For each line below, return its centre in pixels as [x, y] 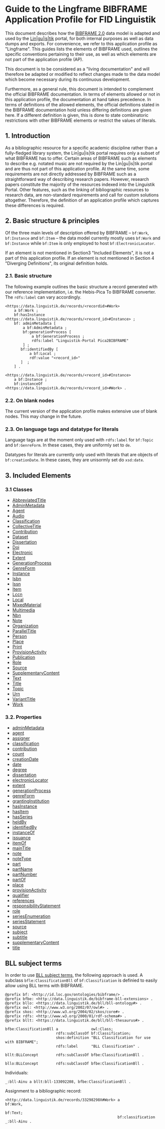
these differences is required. [35, 205]
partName [22, 869]
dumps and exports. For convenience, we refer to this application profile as [81, 43]
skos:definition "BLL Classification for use [103, 1038]
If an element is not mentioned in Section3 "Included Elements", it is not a [80, 253]
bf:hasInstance [30, 315]
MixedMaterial [27, 605]
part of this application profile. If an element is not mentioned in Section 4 [80, 258]
